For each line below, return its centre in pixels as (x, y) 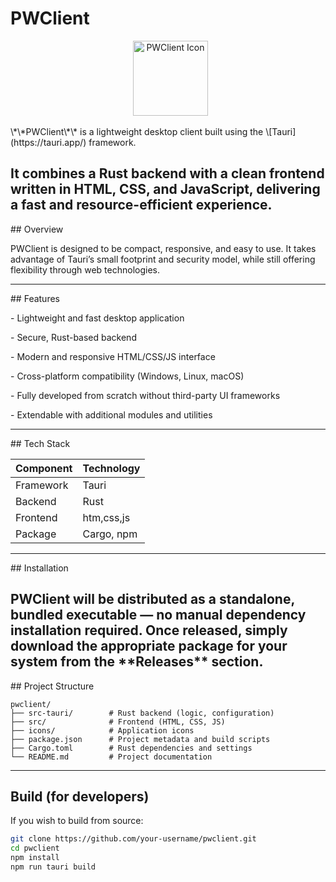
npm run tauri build (53, 867)
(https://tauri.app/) (48, 142)
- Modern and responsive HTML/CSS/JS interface (113, 356)
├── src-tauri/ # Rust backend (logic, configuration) (142, 713)
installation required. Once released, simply (149, 630)
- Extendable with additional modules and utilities (111, 414)
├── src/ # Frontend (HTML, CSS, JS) (118, 722)
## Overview (37, 229)
